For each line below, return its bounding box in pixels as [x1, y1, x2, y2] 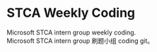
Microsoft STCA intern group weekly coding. [6, 28, 136, 37]
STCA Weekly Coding [6, 5, 136, 21]
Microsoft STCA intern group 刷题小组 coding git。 [6, 37, 153, 45]
